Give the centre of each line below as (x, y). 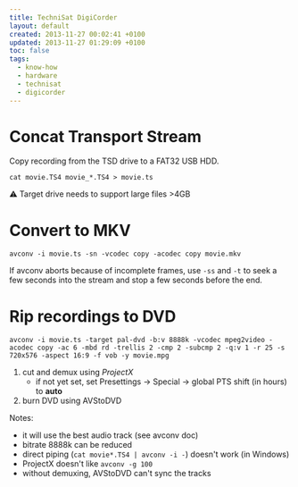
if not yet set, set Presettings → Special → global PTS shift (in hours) (161, 382)
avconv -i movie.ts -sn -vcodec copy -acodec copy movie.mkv (125, 254)
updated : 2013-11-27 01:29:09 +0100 (77, 42)
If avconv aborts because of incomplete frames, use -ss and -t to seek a (143, 271)
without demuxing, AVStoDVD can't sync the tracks (116, 474)
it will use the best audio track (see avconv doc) (110, 435)
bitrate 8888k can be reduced (77, 445)
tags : (19, 59)
